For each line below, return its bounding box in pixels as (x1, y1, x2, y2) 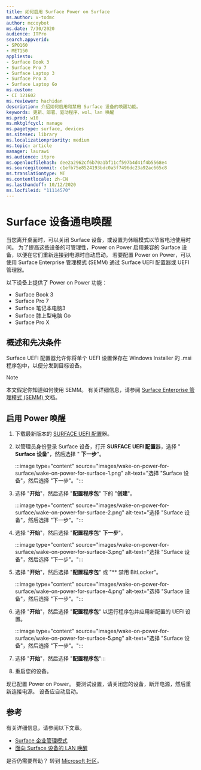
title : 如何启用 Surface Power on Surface (6, 8, 110, 15)
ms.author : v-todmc (6, 14, 55, 20)
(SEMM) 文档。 (23, 394, 61, 401)
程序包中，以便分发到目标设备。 (6, 362, 85, 369)
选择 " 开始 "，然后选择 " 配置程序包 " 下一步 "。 (14, 529, 127, 537)
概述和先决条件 (6, 337, 62, 347)
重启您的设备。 (14, 667, 52, 675)
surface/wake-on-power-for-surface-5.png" (14, 634, 124, 642)
